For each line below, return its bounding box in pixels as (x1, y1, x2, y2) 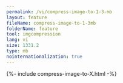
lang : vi (6, 37, 28, 43)
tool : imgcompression (6, 31, 61, 37)
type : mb (6, 48, 28, 54)
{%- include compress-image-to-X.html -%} (6, 70, 117, 77)
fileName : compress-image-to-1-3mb (6, 20, 96, 26)
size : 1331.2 (6, 43, 39, 49)
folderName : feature (6, 25, 59, 32)
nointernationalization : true (6, 54, 83, 60)
